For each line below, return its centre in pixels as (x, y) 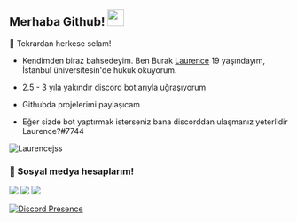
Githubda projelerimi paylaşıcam (81, 104)
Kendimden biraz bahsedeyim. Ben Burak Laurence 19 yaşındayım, (144, 60)
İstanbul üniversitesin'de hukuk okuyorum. (99, 70)
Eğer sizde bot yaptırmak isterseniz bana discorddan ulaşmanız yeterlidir (155, 122)
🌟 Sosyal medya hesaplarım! (72, 171)
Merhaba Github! (57, 22)
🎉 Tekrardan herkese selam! (60, 43)
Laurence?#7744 (53, 131)
